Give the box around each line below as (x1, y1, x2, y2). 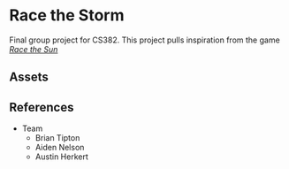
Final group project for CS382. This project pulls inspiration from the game (9, 35, 280, 45)
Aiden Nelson (34, 142, 85, 153)
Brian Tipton (34, 133, 80, 143)
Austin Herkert (34, 151, 88, 162)
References (9, 99, 74, 115)
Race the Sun (9, 43, 58, 54)
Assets (9, 70, 49, 85)
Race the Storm (9, 5, 125, 26)
